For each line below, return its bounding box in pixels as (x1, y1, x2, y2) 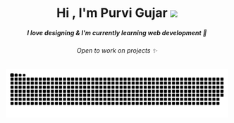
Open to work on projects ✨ (76, 46, 158, 55)
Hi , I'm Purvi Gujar (56, 5, 168, 21)
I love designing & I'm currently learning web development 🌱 (27, 28, 207, 37)
